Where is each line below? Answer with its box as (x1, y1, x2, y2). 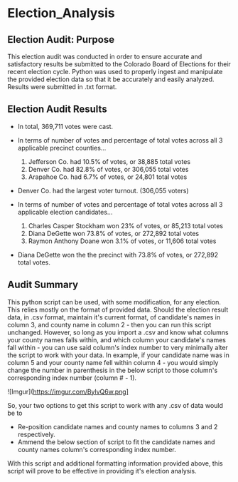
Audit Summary (7, 279, 79, 291)
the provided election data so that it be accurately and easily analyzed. (7, 75, 215, 83)
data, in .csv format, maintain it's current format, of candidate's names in (7, 312, 221, 322)
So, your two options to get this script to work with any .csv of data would (7, 401, 224, 409)
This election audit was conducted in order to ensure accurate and (7, 52, 202, 61)
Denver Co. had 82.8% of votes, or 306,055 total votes (28, 165, 189, 173)
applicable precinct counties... (17, 143, 107, 152)
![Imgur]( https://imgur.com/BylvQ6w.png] (7, 387, 129, 396)
